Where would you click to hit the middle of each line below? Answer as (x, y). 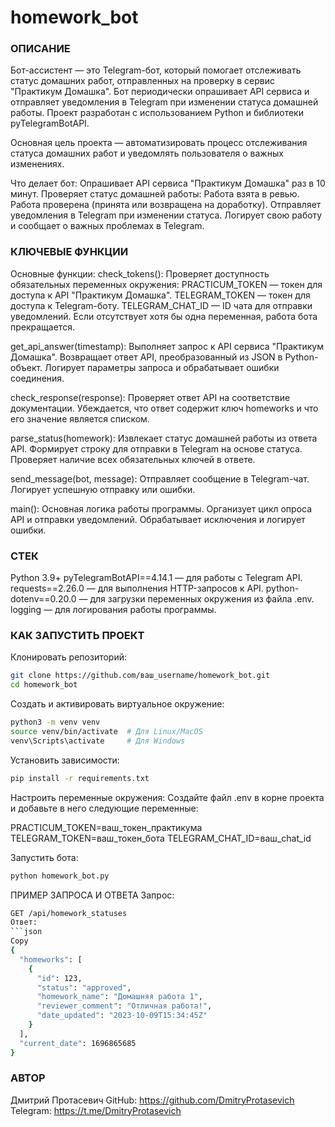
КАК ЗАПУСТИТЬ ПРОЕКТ (77, 635)
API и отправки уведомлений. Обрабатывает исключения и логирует (158, 519)
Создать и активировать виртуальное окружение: (117, 704)
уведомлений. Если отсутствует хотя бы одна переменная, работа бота (164, 316)
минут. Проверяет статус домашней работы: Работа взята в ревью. (155, 194)
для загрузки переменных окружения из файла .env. (202, 599)
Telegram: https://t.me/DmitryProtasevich (96, 1110)
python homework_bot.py (60, 876)
